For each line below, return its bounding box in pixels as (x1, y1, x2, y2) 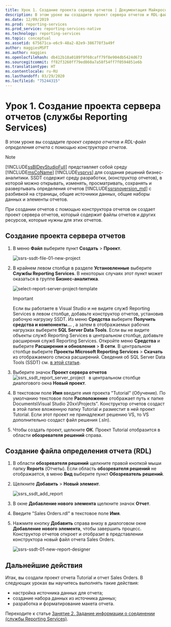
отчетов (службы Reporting (5, 111, 128, 123)
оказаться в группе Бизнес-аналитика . (12, 276, 99, 282)
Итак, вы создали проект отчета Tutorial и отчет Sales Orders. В (5, 575, 144, 581)
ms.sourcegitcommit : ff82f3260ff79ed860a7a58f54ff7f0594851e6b (5, 59, 142, 65)
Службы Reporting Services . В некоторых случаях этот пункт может (12, 270, 163, 276)
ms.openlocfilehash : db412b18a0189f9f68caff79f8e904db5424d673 (5, 54, 142, 60)
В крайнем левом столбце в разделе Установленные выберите (12, 265, 152, 271)
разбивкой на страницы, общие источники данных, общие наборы (5, 191, 150, 197)
